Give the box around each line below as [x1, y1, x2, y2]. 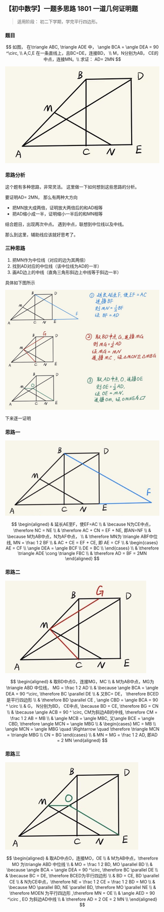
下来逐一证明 [5, 415, 31, 421]
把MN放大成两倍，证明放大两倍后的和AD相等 [12, 205, 103, 211]
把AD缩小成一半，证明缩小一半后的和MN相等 [12, 211, 103, 216]
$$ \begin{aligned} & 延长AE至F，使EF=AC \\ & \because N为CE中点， [11, 521, 153, 528]
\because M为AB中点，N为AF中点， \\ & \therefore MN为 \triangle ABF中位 [6, 533, 158, 540]
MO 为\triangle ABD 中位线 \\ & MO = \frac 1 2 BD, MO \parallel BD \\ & [12, 861, 153, 867]
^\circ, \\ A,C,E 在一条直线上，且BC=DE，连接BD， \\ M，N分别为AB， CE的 [6, 50, 159, 56]
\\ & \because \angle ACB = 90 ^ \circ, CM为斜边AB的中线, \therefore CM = [7, 709, 158, 715]
